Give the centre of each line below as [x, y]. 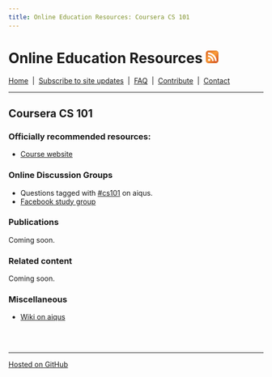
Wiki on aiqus [43, 317]
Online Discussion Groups [61, 176]
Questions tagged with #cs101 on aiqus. [86, 193]
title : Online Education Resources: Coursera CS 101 [99, 17]
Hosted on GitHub [38, 365]
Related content [40, 261]
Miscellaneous [38, 299]
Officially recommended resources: [80, 136]
